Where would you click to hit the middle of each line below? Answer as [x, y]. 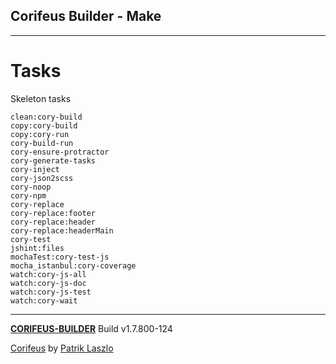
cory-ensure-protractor [60, 152]
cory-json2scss [42, 178]
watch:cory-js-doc [48, 283]
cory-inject [35, 169]
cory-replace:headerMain [62, 230]
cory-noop [31, 187]
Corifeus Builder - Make [86, 16]
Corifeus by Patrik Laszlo [62, 348]
